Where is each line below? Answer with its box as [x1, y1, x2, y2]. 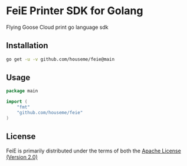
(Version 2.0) [6, 153, 38, 160]
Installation [6, 41, 48, 51]
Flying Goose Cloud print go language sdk [6, 24, 109, 31]
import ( [6, 99, 28, 105]
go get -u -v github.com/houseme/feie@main [6, 56, 115, 62]
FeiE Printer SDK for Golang [6, 4, 143, 18]
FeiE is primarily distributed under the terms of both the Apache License [6, 147, 181, 154]
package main [6, 88, 38, 94]
